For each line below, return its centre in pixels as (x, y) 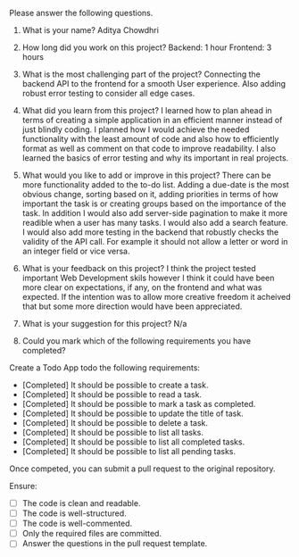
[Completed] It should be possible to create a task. (115, 385)
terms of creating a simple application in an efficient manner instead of (152, 120)
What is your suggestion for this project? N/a (104, 324)
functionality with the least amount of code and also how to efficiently (150, 139)
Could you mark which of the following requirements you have (137, 341)
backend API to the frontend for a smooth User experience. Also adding (154, 83)
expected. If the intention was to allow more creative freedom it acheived (157, 297)
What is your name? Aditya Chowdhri (90, 30)
